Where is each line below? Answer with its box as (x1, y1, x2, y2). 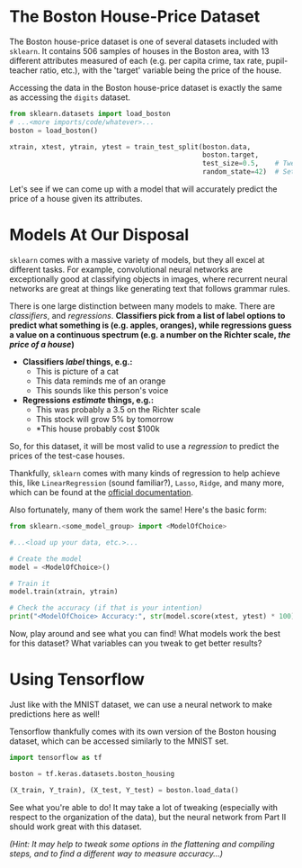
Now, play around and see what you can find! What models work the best (9, 628, 280, 638)
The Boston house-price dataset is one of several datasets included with (9, 36, 279, 47)
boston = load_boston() (9, 126, 99, 135)
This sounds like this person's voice (35, 385, 169, 395)
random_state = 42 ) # (201, 167, 280, 176)
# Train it (9, 579, 50, 588)
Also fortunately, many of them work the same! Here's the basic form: (9, 504, 268, 515)
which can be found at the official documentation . (9, 487, 194, 497)
